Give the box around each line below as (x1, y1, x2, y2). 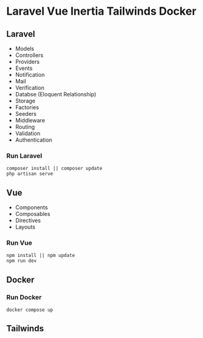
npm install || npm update (6, 253, 75, 259)
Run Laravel (6, 152, 43, 160)
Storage (15, 97, 35, 104)
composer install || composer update (6, 166, 103, 172)
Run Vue (6, 239, 32, 247)
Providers (15, 58, 40, 65)
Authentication (15, 136, 53, 144)
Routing (15, 123, 35, 130)
